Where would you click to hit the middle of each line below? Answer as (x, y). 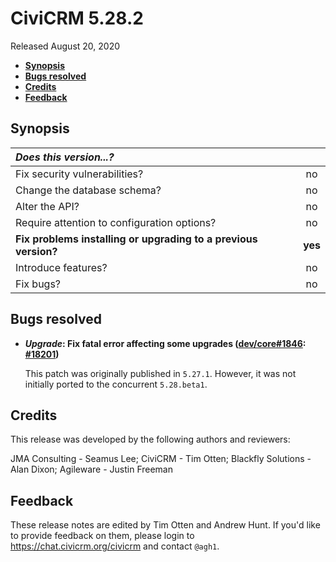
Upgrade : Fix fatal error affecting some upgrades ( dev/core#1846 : (165, 343)
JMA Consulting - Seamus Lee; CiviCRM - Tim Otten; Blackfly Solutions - (161, 459)
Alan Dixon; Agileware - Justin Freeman (91, 469)
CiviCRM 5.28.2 (77, 18)
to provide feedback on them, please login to (102, 536)
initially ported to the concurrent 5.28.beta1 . (116, 384)
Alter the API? (47, 206)
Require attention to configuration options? (116, 222)
